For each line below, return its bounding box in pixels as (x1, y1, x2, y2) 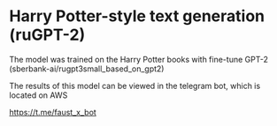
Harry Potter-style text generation (9, 6, 265, 26)
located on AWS (9, 90, 68, 100)
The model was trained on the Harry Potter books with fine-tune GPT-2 (9, 54, 268, 64)
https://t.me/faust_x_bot (9, 107, 97, 117)
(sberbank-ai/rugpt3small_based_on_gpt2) (9, 63, 165, 74)
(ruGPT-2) (9, 25, 86, 45)
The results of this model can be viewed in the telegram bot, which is (9, 80, 261, 91)
